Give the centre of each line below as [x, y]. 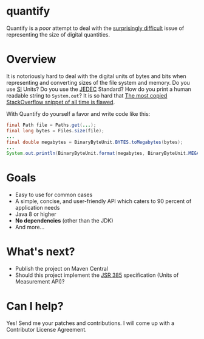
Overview [31, 59]
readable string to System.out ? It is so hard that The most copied [87, 95]
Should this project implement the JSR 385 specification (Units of [97, 275]
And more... [30, 227]
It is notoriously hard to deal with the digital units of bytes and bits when [96, 76]
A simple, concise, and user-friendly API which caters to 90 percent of [103, 201]
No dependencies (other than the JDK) [64, 221]
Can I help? [35, 306]
